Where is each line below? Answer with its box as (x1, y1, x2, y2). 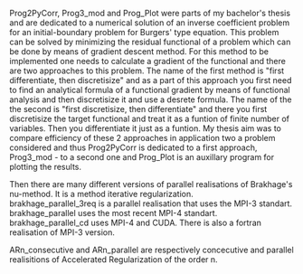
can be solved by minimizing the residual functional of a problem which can (9, 36, 291, 47)
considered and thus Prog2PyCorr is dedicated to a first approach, (9, 142, 258, 153)
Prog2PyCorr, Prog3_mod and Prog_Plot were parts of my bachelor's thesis (9, 8, 291, 18)
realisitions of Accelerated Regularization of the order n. (9, 254, 219, 265)
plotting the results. (9, 162, 81, 172)
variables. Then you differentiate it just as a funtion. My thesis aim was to (9, 123, 282, 134)
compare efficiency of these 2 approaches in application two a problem (9, 133, 276, 143)
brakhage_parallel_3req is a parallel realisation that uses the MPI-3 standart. (9, 198, 292, 209)
